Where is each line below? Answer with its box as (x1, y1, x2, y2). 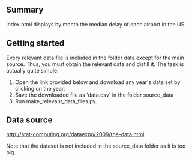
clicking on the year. (14, 85, 65, 92)
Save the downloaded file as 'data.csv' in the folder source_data (14, 91, 174, 98)
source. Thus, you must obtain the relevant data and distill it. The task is (6, 60, 184, 68)
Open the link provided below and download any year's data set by (14, 78, 181, 86)
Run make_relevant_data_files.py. (14, 97, 97, 104)
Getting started (6, 38, 65, 49)
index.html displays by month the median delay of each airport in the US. (6, 20, 186, 28)
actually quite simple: (6, 67, 59, 74)
